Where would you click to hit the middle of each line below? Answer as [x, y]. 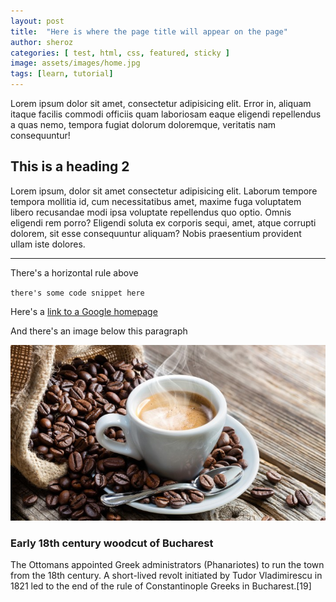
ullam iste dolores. [48, 244]
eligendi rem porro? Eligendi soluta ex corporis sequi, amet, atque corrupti [163, 222]
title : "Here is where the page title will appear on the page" [149, 31]
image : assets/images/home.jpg [75, 63]
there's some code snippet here [77, 293]
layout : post [37, 21]
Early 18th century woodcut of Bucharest [112, 543]
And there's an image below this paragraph [99, 331]
